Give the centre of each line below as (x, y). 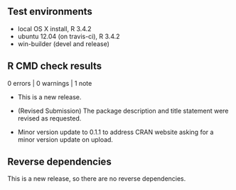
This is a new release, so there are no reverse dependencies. (97, 179)
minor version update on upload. (65, 139)
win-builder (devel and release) (64, 44)
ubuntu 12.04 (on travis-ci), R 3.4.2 (69, 36)
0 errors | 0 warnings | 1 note (50, 83)
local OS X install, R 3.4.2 (54, 28)
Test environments (50, 12)
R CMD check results (55, 66)
